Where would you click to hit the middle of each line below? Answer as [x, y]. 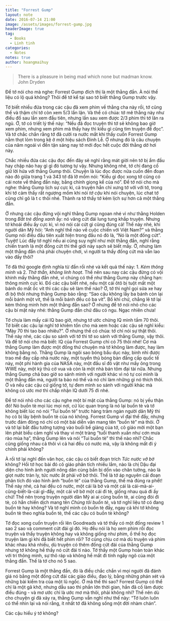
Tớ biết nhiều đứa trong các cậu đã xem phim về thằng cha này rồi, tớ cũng [84, 107]
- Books [18, 39]
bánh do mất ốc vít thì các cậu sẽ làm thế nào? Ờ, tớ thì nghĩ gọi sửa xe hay [84, 289]
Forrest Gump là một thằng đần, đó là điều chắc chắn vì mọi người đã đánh [83, 571]
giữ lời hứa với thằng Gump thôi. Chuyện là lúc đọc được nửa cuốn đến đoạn [85, 171]
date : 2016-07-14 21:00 [30, 19]
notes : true [18, 57]
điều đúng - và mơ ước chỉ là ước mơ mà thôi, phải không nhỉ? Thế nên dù [82, 592]
